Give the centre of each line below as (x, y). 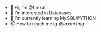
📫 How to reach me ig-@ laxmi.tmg (47, 24)
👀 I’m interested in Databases (41, 13)
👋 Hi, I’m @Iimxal (28, 8)
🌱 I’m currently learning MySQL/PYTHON (53, 18)
